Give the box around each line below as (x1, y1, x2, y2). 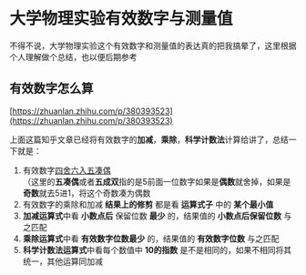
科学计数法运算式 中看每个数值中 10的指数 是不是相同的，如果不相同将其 (22, 244, 292, 255)
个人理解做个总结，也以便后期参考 (9, 51, 138, 62)
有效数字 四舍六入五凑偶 (22, 165, 111, 176)
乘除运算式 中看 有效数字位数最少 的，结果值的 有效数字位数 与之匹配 (22, 233, 280, 244)
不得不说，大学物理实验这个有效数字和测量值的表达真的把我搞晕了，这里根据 (9, 40, 297, 51)
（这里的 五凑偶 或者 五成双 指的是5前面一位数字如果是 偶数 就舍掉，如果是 (22, 176, 291, 187)
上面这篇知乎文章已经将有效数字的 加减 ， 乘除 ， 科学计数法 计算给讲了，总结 (9, 134, 289, 145)
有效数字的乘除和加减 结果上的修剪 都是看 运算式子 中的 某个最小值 (22, 199, 274, 209)
